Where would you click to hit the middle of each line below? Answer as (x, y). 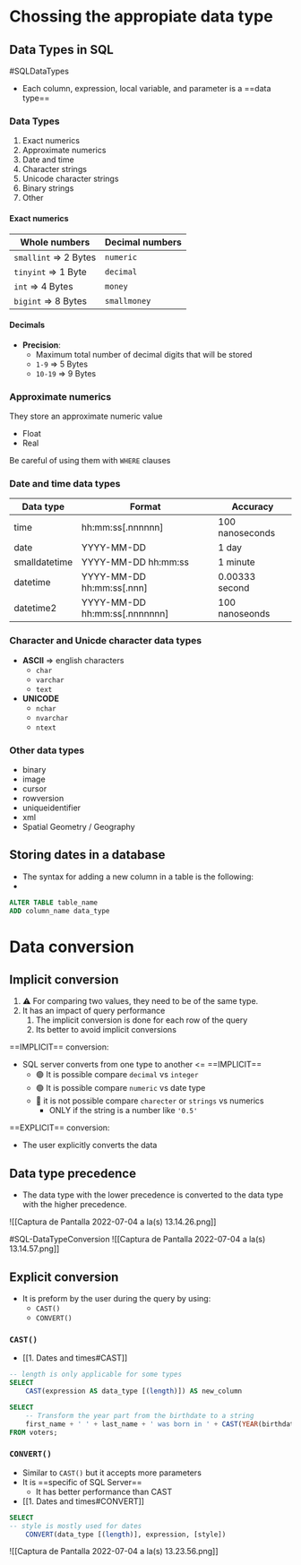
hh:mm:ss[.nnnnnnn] (125, 614)
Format (145, 506)
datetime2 (35, 609)
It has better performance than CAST (104, 1492)
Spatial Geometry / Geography (79, 826)
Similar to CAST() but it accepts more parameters (112, 1473)
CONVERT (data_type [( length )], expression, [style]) (126, 1535)
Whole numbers (55, 242)
